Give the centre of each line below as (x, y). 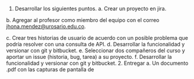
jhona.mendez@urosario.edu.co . (46, 26)
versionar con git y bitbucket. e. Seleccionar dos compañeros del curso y (96, 50)
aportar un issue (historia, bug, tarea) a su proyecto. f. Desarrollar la (89, 57)
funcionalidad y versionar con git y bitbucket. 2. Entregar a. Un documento (97, 63)
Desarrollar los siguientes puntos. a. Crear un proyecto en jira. (90, 9)
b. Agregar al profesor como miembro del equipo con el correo (83, 20)
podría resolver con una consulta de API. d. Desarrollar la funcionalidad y (96, 44)
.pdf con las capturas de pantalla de (50, 69)
